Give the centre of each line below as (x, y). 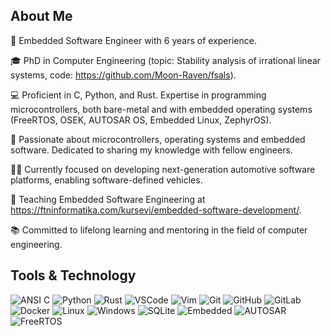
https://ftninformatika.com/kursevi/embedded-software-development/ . (156, 210)
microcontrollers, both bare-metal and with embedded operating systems (161, 109)
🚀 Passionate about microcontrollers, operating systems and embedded (158, 139)
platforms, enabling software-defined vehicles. (106, 180)
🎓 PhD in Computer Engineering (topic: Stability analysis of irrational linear (166, 60)
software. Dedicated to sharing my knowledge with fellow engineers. (151, 150)
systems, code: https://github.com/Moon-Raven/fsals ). (123, 75)
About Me (41, 16)
